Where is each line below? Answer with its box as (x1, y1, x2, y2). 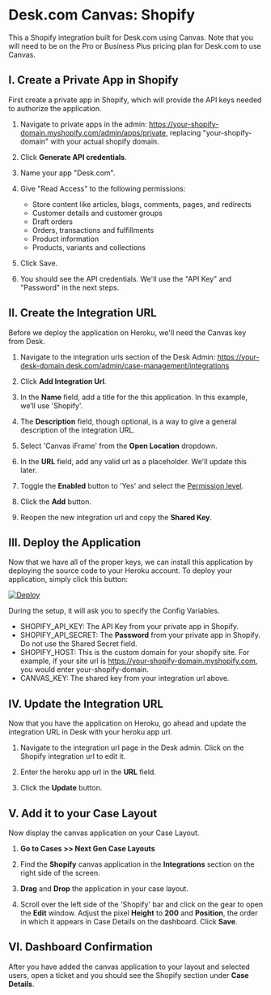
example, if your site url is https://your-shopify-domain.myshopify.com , (19, 656, 258, 666)
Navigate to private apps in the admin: (19, 119, 147, 129)
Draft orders (32, 217, 73, 226)
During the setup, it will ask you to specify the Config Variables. (8, 606, 220, 616)
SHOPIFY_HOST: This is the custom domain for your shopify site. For (19, 648, 250, 657)
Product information (32, 234, 100, 243)
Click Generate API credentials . (19, 152, 127, 162)
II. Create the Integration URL (8, 306, 157, 320)
